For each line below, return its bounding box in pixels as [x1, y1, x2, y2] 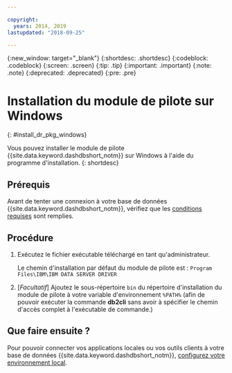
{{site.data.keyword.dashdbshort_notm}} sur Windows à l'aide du [7, 152, 194, 160]
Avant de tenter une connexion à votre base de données [7, 197, 168, 206]
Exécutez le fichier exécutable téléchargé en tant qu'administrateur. [17, 250, 211, 258]
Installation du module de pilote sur [7, 93, 215, 109]
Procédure [7, 232, 54, 244]
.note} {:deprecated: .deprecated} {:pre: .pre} [7, 69, 136, 77]
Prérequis [7, 179, 51, 190]
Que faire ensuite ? [7, 325, 91, 337]
